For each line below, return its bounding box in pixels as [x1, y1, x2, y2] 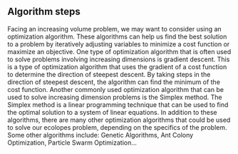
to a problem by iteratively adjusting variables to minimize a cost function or [7, 39, 230, 48]
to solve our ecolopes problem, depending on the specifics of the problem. [7, 123, 227, 131]
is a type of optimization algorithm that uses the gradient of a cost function [7, 62, 227, 71]
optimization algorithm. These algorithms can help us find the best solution [7, 32, 227, 41]
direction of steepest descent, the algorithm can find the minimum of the [7, 78, 221, 86]
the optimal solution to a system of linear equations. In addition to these [7, 108, 217, 116]
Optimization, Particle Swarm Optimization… [7, 138, 138, 147]
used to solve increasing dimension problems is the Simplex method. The [7, 93, 222, 101]
